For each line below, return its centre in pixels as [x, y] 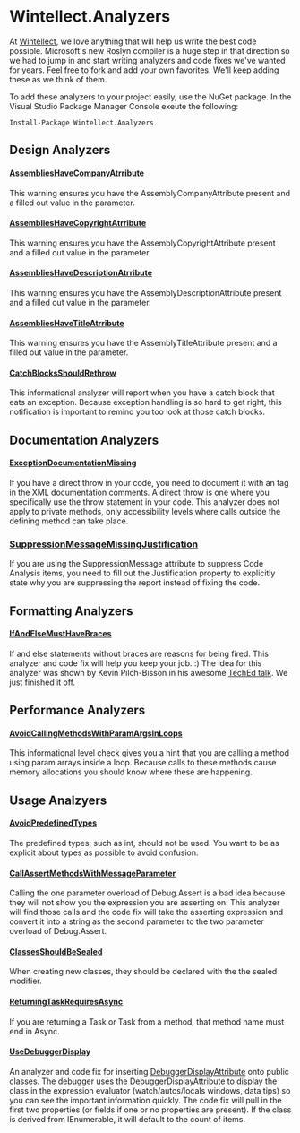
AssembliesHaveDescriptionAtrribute [81, 273]
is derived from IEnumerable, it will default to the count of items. [128, 1119]
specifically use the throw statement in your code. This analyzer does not [145, 502]
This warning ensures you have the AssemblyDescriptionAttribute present [146, 292]
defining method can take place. [69, 521]
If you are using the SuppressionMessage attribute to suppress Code [137, 564]
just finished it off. [43, 682]
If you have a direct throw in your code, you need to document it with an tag [149, 482]
